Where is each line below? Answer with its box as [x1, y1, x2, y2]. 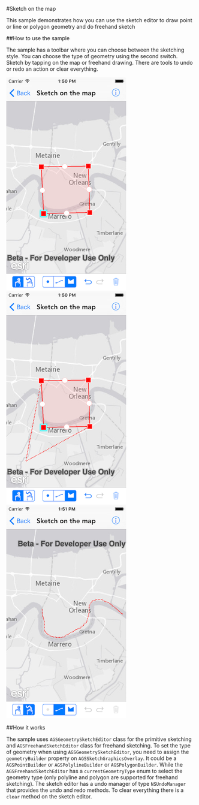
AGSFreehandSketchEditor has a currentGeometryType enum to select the [6, 767, 183, 774]
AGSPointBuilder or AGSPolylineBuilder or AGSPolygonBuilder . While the [6, 761, 183, 768]
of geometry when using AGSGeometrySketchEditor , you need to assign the [6, 749, 189, 755]
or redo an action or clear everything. [6, 65, 98, 73]
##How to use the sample [6, 35, 70, 41]
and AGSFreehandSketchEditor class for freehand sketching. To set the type [6, 742, 191, 749]
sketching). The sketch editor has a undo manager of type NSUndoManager [6, 780, 186, 787]
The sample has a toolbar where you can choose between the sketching [6, 46, 185, 53]
